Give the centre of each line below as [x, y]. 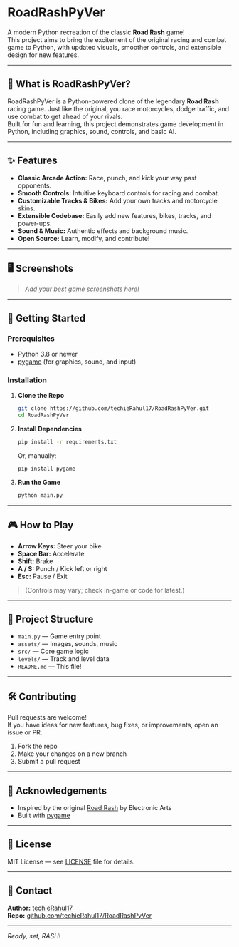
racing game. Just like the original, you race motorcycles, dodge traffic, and [118, 108]
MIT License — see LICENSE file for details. [71, 861]
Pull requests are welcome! [47, 717]
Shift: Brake [35, 561]
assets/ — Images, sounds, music [68, 644]
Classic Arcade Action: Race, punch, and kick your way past [107, 178]
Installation [27, 380]
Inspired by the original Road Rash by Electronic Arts [95, 807]
